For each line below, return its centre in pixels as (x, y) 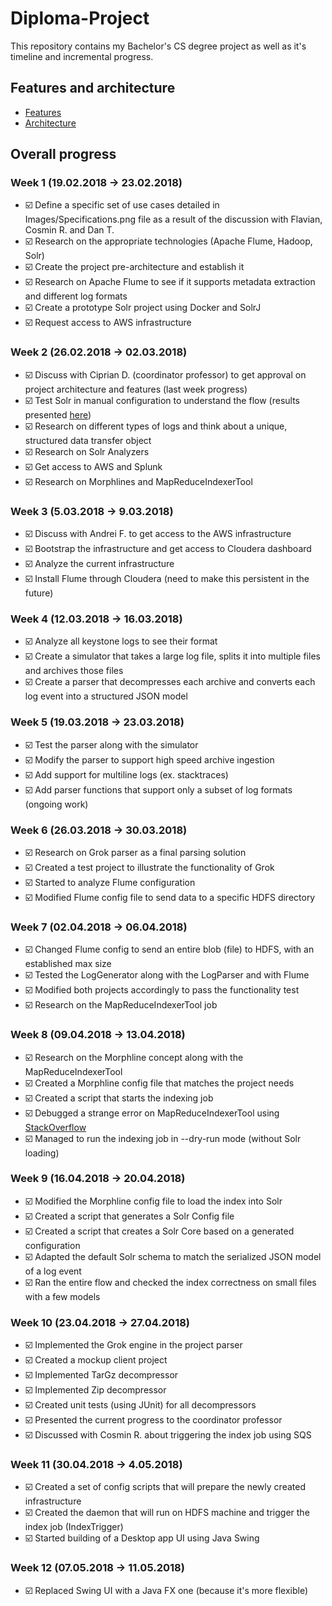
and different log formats (76, 296)
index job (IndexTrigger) (74, 1527)
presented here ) (58, 414)
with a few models (62, 1296)
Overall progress (63, 154)
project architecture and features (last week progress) (136, 389)
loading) (42, 1153)
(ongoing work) (56, 804)
